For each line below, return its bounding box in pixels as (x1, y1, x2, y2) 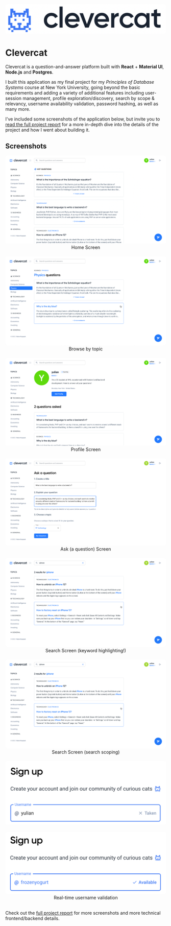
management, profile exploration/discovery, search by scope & (22, 96, 155, 102)
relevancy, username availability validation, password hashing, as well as (5, 101, 159, 107)
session (5, 96, 22, 102)
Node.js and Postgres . (5, 69, 54, 75)
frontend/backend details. (5, 915, 60, 921)
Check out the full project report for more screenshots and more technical (5, 910, 161, 916)
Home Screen (71, 244, 101, 250)
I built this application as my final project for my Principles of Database (5, 79, 155, 85)
